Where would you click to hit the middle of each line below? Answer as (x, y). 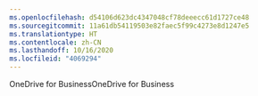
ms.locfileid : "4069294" (55, 59)
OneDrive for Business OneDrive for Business (92, 84)
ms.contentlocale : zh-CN (55, 42)
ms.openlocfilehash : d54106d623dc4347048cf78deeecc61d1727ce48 (129, 17)
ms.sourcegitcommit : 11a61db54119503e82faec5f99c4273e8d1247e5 (129, 26)
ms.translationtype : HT (54, 34)
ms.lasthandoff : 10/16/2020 (62, 51)
